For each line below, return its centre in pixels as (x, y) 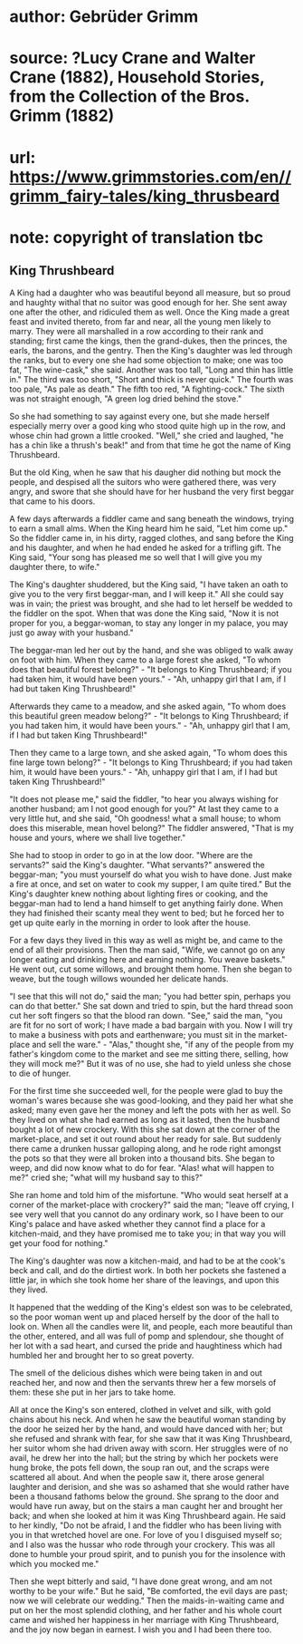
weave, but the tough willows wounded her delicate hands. (119, 978)
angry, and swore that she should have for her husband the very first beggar (152, 491)
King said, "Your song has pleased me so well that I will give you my (136, 557)
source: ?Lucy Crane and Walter (133, 58)
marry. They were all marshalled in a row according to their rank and (137, 331)
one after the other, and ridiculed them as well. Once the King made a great (149, 312)
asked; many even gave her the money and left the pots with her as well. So (150, 1110)
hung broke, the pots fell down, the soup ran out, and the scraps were (139, 1467)
